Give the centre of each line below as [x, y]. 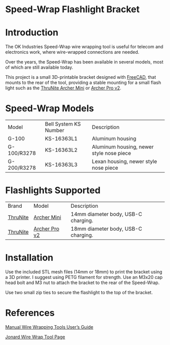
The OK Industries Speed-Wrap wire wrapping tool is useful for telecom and [84, 47]
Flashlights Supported [53, 190]
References [30, 313]
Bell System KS [63, 124]
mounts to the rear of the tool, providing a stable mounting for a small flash [83, 83]
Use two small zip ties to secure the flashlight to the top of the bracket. [79, 292]
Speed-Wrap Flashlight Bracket [73, 9]
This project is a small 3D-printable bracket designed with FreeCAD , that [81, 77]
